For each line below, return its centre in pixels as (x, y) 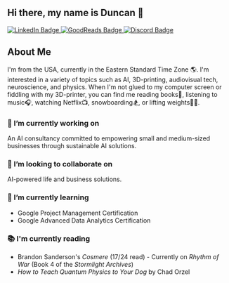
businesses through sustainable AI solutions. (72, 145)
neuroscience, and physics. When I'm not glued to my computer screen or (115, 87)
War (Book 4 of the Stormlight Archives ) (76, 264)
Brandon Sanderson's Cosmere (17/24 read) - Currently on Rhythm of (118, 256)
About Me (29, 52)
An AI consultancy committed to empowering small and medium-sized (109, 138)
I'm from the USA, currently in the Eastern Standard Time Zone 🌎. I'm (108, 69)
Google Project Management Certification (78, 213)
